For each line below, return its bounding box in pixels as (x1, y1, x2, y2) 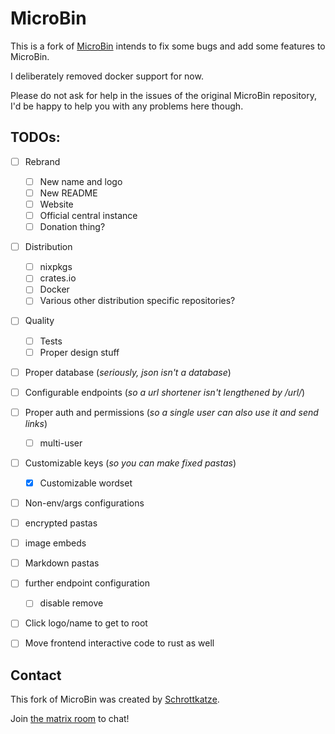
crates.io (39, 272, 77, 284)
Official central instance (39, 210, 138, 221)
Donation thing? (39, 221, 106, 233)
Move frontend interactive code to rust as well (24, 637, 215, 649)
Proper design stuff (39, 346, 120, 358)
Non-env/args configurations (24, 497, 145, 509)
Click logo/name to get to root (24, 617, 148, 629)
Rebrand (24, 155, 61, 167)
